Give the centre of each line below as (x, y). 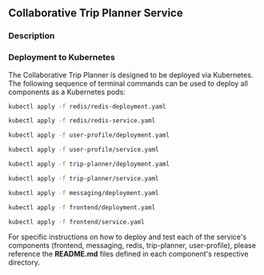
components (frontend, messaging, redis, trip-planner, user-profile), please (132, 245)
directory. (24, 262)
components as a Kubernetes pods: (67, 92)
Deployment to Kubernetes (62, 58)
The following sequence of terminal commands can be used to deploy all (128, 83)
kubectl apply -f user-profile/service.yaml (84, 150)
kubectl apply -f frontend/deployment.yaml (82, 207)
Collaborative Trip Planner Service (96, 13)
